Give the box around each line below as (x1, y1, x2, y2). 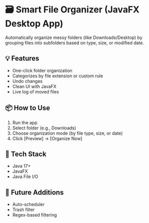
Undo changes (12, 78, 43, 84)
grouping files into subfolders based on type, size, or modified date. (5, 39, 144, 45)
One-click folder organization (12, 67, 73, 73)
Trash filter (12, 207, 35, 213)
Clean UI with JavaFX (12, 83, 57, 89)
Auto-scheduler (12, 202, 45, 208)
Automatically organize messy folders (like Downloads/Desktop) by (5, 34, 143, 40)
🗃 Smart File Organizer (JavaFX (5, 4, 140, 15)
